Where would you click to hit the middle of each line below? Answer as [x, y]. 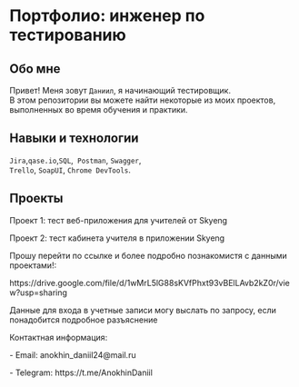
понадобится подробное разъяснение [84, 320]
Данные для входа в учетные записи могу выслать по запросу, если [143, 310]
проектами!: [33, 265]
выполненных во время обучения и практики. [99, 109]
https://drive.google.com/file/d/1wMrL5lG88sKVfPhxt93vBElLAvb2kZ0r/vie [150, 283]
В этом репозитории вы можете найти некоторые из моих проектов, [143, 100]
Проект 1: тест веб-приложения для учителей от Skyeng [119, 220]
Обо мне [35, 69]
